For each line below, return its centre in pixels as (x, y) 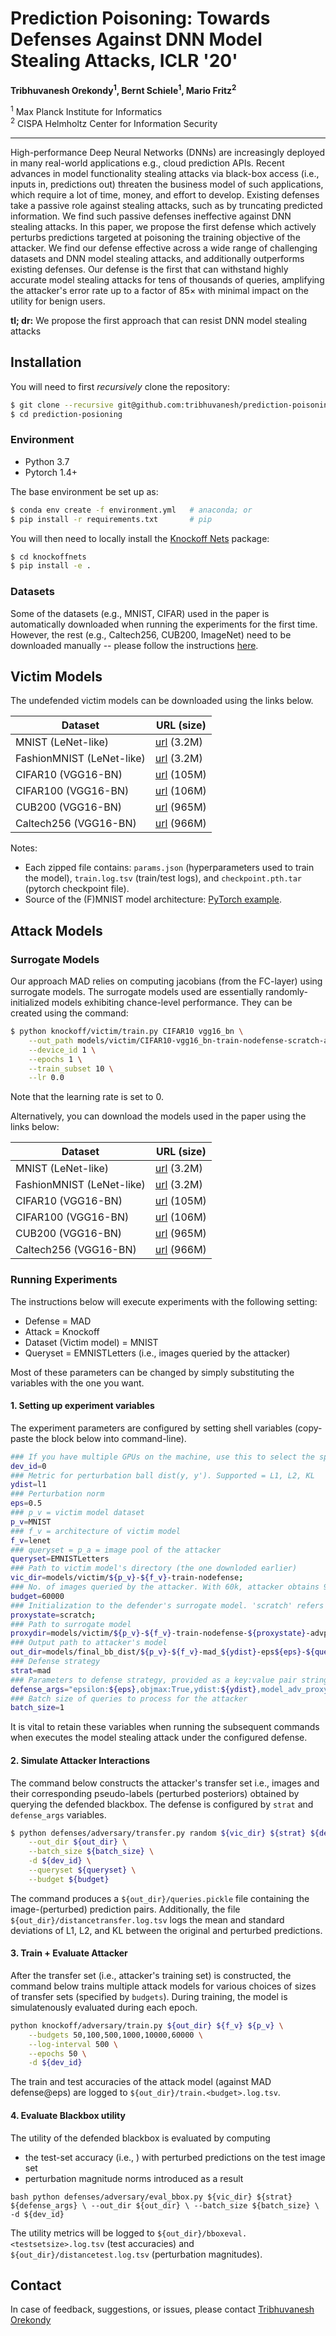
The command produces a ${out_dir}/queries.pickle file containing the (160, 1898)
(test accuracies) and (150, 2243)
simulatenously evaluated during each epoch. (104, 2007)
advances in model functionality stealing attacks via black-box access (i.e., (165, 173)
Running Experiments (64, 1280)
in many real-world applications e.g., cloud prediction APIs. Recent (147, 163)
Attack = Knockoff (62, 1331)
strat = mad (31, 1670)
